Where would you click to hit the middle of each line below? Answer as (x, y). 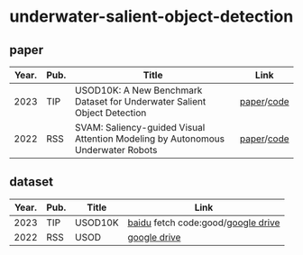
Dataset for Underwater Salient (141, 101)
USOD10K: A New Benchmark (139, 90)
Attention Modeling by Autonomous (150, 139)
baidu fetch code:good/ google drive (204, 223)
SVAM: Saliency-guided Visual (140, 127)
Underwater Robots (116, 150)
